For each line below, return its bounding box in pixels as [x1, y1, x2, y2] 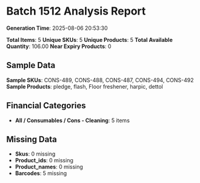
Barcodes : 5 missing [15, 170, 67, 177]
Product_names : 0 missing [15, 163, 84, 171]
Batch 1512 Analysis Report [6, 4, 146, 18]
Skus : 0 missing [15, 150, 56, 157]
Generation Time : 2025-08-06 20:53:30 [6, 24, 108, 32]
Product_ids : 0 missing [15, 157, 74, 164]
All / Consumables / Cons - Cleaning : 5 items [15, 117, 130, 124]
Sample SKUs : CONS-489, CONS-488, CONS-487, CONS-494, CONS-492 [6, 76, 194, 83]
